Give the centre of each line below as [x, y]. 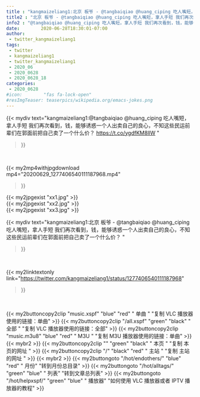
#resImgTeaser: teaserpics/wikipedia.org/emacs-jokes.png [79, 100]
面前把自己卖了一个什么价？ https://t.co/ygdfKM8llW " [93, 133]
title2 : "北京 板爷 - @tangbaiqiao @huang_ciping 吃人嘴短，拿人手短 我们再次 [100, 17]
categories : [21, 84]
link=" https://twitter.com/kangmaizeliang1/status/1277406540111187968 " [95, 278]
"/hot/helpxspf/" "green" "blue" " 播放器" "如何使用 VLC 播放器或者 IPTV [95, 380]
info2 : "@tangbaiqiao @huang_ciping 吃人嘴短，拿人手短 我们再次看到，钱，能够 [100, 23]
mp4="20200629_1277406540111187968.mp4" [63, 174]
